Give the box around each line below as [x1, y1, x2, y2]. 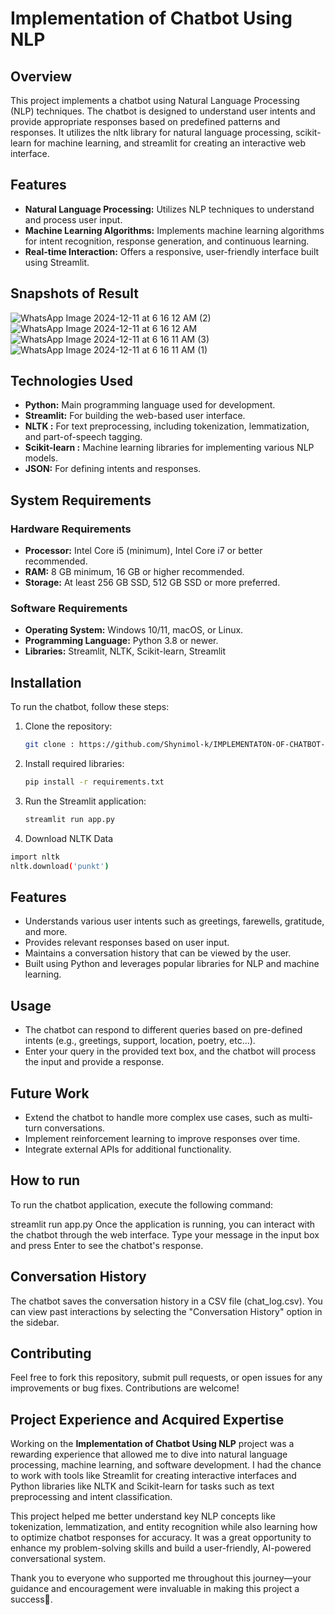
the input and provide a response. [24, 1056, 165, 1068]
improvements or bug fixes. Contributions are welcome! [10, 1382, 240, 1394]
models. [24, 452, 59, 464]
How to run [10, 1172, 81, 1189]
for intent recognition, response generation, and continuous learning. [24, 235, 310, 247]
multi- [288, 1112, 314, 1124]
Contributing [10, 1345, 92, 1362]
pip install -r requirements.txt [24, 777, 165, 787]
